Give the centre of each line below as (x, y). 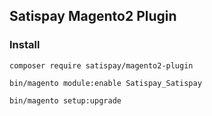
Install (25, 45)
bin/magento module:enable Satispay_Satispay (105, 83)
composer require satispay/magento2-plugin (101, 65)
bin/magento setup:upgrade (65, 100)
